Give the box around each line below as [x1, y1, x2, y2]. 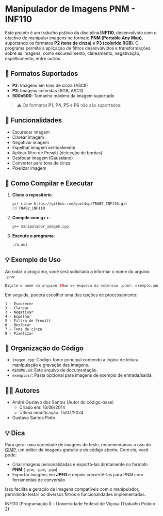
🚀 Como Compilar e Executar [5, 179, 94, 187]
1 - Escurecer [5, 301, 34, 306]
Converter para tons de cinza [12, 160, 71, 166]
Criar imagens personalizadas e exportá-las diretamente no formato [12, 462, 148, 467]
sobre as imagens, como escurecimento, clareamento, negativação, [5, 50, 141, 56]
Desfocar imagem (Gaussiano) [12, 155, 73, 161]
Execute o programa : [12, 233, 55, 239]
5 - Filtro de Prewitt [5, 318, 51, 323]
